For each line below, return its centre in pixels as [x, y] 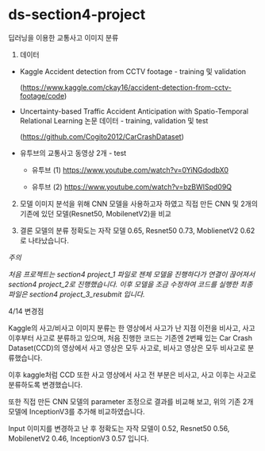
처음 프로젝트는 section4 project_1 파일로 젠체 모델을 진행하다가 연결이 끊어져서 [132, 274]
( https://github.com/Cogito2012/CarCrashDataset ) [102, 136]
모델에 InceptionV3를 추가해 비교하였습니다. [77, 411]
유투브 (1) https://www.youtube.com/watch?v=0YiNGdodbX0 [130, 169]
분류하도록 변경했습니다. [46, 384]
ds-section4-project [77, 15]
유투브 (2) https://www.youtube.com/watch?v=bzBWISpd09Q [132, 187]
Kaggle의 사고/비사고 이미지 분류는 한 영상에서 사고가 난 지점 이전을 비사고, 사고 [132, 328]
